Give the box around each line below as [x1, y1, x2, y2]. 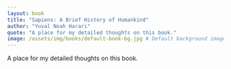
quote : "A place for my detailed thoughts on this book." [7, 29, 177, 36]
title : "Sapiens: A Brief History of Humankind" [7, 16, 149, 23]
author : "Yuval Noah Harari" [7, 23, 91, 29]
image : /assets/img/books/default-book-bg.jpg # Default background [7, 36, 208, 42]
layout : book [7, 10, 45, 17]
